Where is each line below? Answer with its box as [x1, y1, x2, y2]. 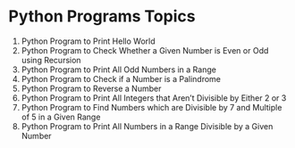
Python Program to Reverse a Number [21, 83, 162, 94]
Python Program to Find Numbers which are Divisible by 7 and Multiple [21, 102, 282, 112]
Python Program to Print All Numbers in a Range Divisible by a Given [21, 120, 274, 131]
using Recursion [21, 54, 81, 65]
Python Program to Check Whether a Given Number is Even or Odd [21, 45, 269, 55]
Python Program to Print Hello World [21, 36, 156, 46]
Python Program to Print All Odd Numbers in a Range [21, 64, 216, 75]
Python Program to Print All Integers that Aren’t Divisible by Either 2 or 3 [21, 92, 287, 103]
